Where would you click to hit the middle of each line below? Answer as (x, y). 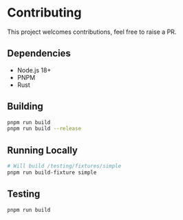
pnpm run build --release (44, 129)
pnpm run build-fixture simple (52, 172)
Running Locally (42, 150)
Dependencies (39, 53)
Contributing (44, 13)
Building (25, 107)
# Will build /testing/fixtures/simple (64, 166)
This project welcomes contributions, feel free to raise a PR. (92, 32)
